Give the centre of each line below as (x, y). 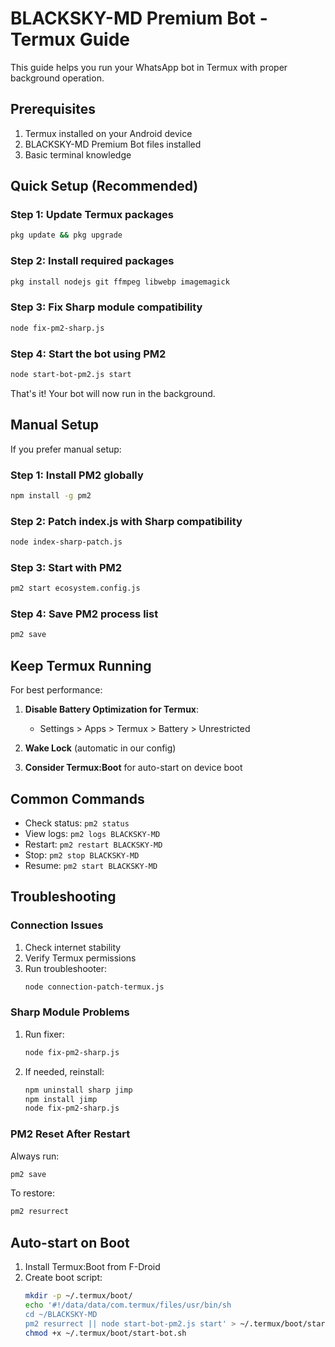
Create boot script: (63, 1278)
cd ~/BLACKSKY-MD (61, 1314)
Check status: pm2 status (77, 823)
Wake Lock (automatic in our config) (100, 748)
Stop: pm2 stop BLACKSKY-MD (82, 854)
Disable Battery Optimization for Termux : (112, 709)
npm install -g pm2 (51, 495)
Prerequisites (53, 109)
